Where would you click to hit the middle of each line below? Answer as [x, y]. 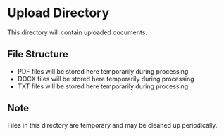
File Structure [38, 54]
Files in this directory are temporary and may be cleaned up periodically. [112, 125]
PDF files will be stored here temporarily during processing [103, 71]
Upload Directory [58, 13]
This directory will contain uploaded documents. [77, 32]
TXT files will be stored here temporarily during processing [103, 86]
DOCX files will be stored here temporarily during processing [106, 79]
